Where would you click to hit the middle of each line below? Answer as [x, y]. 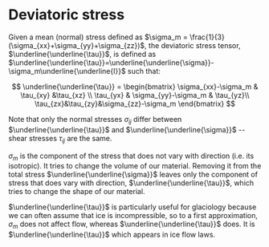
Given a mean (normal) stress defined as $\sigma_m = [98, 37]
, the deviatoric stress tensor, [192, 45]
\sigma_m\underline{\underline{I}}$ [67, 71]
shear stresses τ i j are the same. [60, 139]
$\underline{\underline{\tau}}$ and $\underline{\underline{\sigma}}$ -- [127, 129]
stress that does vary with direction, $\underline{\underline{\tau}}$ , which [131, 183]
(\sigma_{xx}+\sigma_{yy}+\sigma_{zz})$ [77, 45]
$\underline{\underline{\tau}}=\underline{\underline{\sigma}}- [111, 63]
